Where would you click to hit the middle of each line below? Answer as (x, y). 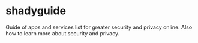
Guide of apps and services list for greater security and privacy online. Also (99, 27)
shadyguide (36, 11)
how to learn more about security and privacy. (63, 33)
